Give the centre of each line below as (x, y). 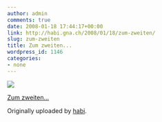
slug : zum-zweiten (33, 39)
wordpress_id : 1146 (35, 52)
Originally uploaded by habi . (47, 110)
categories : (24, 59)
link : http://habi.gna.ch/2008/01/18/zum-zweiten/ (81, 33)
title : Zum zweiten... (40, 45)
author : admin (28, 13)
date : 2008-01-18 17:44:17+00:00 (55, 26)
